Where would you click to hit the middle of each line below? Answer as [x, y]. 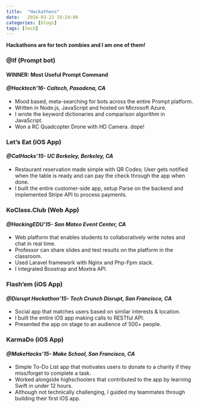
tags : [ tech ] [22, 28]
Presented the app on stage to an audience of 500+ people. [88, 324]
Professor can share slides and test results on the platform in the [94, 250]
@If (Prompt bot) [31, 61]
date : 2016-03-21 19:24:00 [42, 17]
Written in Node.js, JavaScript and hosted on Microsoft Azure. [91, 107]
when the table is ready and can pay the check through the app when [100, 176]
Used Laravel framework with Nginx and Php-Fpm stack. [84, 262]
